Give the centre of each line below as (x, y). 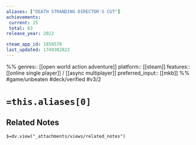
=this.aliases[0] (49, 102)
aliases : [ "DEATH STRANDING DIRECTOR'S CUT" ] (63, 12)
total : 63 (21, 28)
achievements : (24, 17)
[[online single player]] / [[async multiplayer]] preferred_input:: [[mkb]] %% (98, 73)
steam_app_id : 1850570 (34, 44)
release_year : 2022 (30, 34)
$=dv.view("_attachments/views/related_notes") (66, 136)
